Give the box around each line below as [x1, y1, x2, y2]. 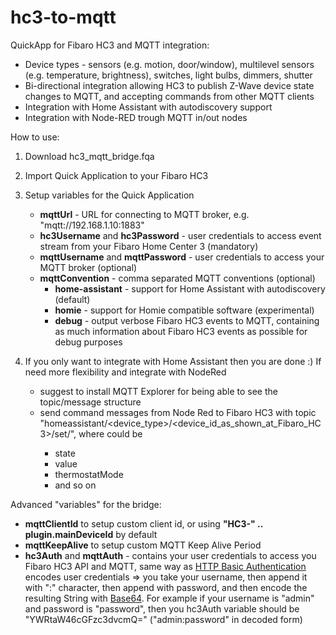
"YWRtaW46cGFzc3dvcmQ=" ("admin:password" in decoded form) [24, 613, 303, 625]
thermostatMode [54, 468, 124, 480]
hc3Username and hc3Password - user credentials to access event [39, 229, 322, 241]
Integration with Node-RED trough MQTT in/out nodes [24, 111, 248, 123]
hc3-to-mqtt [10, 6, 117, 29]
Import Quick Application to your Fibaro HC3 [24, 169, 209, 181]
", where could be [69, 427, 143, 440]
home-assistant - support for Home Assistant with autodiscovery [54, 282, 326, 295]
